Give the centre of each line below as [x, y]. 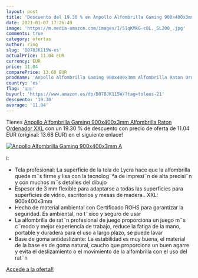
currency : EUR [24, 61]
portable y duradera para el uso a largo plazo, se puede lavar [89, 232]
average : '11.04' [27, 105]
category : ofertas [29, 39]
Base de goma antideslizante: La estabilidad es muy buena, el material [100, 239]
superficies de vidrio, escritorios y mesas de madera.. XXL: [87, 195]
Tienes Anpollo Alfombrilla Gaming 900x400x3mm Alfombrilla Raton [89, 122]
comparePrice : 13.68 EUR [37, 72]
